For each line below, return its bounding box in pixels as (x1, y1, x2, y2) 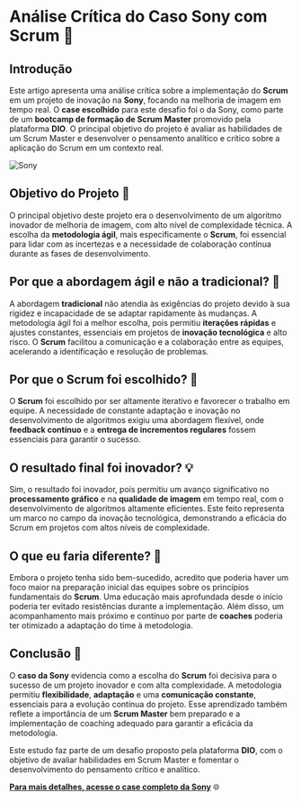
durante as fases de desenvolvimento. (9, 247, 151, 258)
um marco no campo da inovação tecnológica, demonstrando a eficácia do (9, 513, 288, 524)
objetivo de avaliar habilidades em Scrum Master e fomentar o (9, 754, 240, 765)
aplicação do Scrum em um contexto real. (9, 142, 164, 153)
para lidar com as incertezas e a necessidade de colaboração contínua (9, 238, 272, 249)
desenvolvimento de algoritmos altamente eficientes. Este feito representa (9, 503, 285, 514)
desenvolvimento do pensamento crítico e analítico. (9, 763, 200, 775)
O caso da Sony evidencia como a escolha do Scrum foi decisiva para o (9, 670, 277, 680)
